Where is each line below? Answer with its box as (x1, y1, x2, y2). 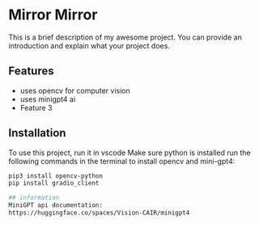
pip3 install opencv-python (8, 172, 104, 180)
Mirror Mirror (8, 6, 98, 24)
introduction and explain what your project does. (8, 40, 170, 50)
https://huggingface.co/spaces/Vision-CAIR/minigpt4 (8, 209, 190, 217)
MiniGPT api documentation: (8, 202, 104, 210)
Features (8, 65, 54, 78)
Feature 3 (19, 102, 53, 112)
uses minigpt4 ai (19, 94, 76, 104)
